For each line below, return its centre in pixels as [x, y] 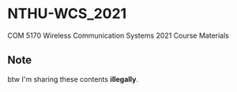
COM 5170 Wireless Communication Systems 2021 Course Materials [118, 35]
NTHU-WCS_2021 [67, 14]
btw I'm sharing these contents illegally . [73, 79]
